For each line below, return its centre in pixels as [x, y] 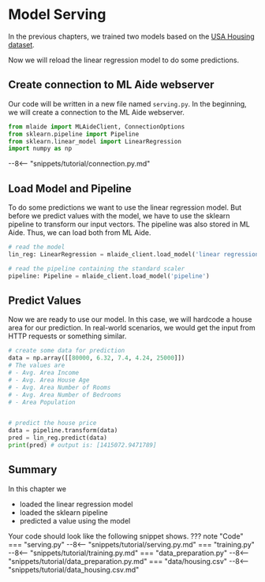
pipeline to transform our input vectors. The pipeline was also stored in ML [129, 224]
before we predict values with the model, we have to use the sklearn [119, 216]
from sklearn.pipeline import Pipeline [74, 134]
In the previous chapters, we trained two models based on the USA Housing [131, 36]
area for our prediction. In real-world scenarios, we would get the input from [132, 328]
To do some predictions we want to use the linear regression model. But [125, 207]
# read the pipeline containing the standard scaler [97, 269]
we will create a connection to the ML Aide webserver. [97, 112]
